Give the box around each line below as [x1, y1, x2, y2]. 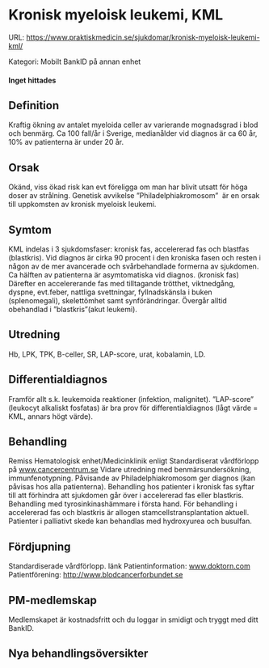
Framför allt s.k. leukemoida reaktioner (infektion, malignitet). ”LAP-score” [8, 394, 254, 404]
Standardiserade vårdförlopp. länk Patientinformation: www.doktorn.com [8, 561, 250, 571]
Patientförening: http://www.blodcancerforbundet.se [8, 570, 183, 580]
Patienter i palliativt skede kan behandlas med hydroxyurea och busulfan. [8, 516, 253, 526]
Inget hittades [8, 75, 57, 85]
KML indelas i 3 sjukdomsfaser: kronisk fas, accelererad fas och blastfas [8, 244, 250, 254]
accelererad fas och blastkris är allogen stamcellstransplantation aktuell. [8, 508, 250, 518]
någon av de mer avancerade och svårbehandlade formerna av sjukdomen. [8, 261, 259, 271]
